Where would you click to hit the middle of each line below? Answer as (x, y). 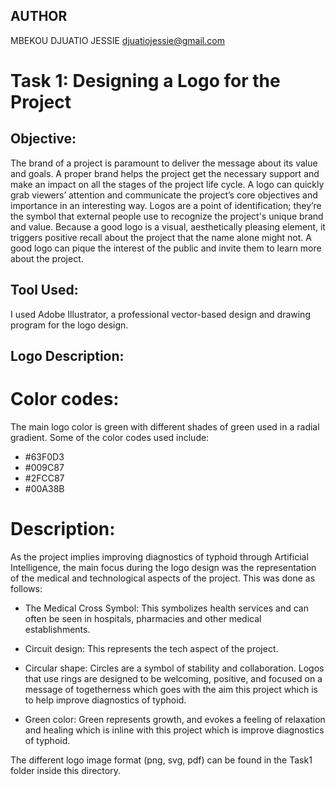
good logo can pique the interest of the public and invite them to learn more (166, 248)
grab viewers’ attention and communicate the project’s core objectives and (164, 195)
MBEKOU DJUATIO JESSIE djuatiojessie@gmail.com (117, 40)
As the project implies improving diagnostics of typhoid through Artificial (159, 556)
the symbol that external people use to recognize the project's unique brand (167, 216)
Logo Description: (67, 356)
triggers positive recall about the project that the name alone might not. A (161, 237)
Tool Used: (44, 290)
